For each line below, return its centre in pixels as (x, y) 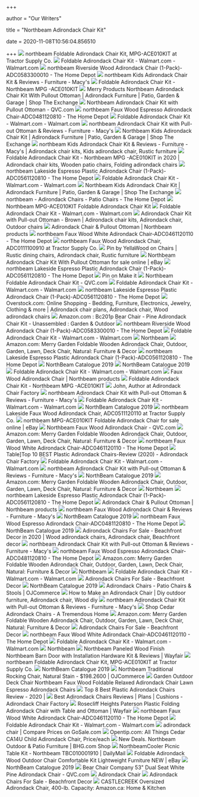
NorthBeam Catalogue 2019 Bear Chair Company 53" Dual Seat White (95, 767)
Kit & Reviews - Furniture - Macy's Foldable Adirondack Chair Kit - (91, 82)
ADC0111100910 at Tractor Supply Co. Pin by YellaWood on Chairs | (91, 248)
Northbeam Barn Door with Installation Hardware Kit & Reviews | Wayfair (95, 656)
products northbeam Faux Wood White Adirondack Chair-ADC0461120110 (100, 234)
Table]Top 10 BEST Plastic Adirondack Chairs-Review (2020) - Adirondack (97, 454)
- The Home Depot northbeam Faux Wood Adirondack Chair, (84, 241)
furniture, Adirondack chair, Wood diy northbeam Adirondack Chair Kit (96, 600)
